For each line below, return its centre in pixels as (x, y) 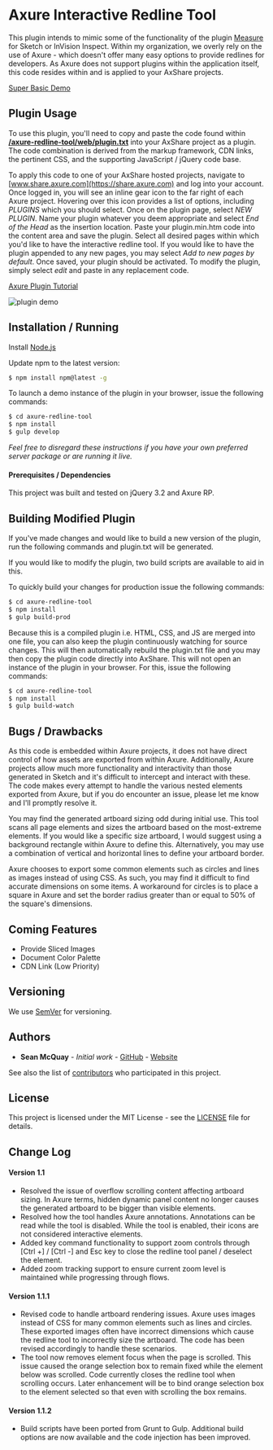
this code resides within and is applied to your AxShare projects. (116, 72)
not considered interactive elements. (82, 1234)
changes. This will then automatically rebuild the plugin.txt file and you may (134, 650)
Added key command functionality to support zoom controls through (135, 1242)
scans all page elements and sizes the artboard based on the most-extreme (135, 828)
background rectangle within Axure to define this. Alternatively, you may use (136, 845)
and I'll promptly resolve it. (53, 803)
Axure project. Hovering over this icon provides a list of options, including (131, 200)
